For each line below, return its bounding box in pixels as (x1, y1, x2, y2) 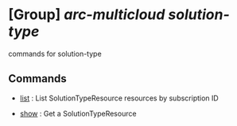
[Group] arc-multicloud (8, 6, 165, 24)
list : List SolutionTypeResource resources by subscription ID (19, 93, 219, 103)
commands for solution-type (8, 49, 102, 58)
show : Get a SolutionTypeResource (19, 108, 137, 118)
